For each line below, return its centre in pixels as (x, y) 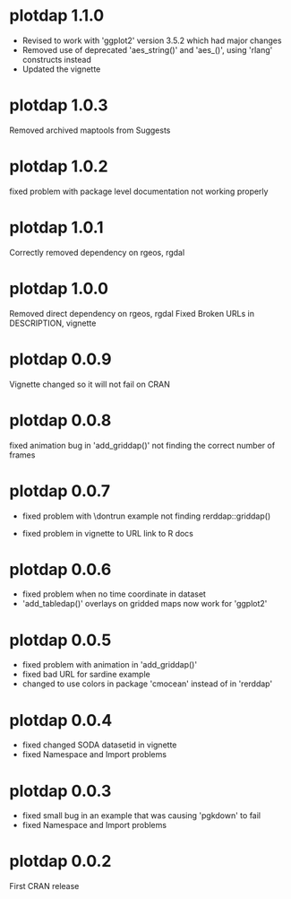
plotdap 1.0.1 (57, 227)
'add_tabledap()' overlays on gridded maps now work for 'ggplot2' (145, 604)
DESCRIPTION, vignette (53, 323)
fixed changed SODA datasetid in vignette (99, 745)
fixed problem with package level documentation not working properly (139, 191)
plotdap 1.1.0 (57, 16)
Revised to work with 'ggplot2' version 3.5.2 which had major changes (152, 40)
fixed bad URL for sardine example (86, 675)
